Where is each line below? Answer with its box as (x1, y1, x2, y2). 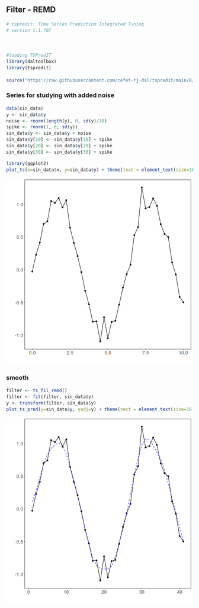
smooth (6, 373, 29, 381)
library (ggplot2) (6, 160, 49, 166)
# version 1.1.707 (6, 27, 52, 33)
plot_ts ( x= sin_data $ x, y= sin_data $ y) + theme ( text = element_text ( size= (6, 167, 190, 173)
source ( (6, 77, 25, 83)
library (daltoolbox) (6, 59, 57, 64)
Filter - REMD (6, 5, 56, 15)
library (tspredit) (6, 64, 52, 70)
